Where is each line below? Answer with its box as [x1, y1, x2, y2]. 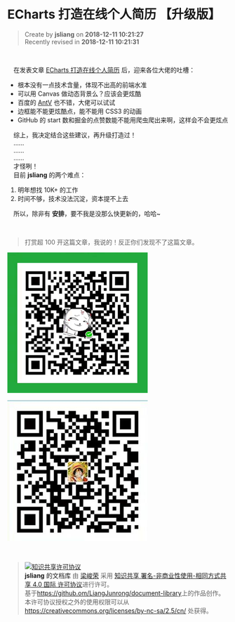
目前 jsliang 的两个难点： [13, 170, 86, 179]
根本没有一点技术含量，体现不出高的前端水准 [17, 80, 147, 89]
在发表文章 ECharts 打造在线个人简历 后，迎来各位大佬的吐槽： [13, 65, 195, 74]
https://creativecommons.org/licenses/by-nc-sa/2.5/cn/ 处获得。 [24, 606, 213, 615]
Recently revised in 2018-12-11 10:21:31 [24, 37, 140, 46]
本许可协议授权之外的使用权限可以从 [24, 597, 130, 606]
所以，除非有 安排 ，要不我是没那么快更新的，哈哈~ [13, 209, 161, 218]
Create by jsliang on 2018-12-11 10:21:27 [24, 30, 144, 39]
